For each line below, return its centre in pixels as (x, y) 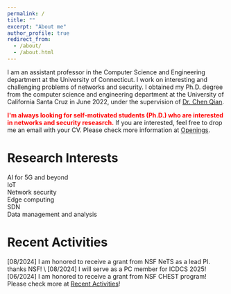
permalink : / (26, 14)
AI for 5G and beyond (38, 177)
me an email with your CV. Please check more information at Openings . (109, 130)
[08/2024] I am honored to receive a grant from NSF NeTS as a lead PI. (109, 261)
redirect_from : (29, 40)
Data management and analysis (52, 214)
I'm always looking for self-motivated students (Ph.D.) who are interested (115, 115)
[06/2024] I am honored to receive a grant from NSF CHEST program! (107, 276)
